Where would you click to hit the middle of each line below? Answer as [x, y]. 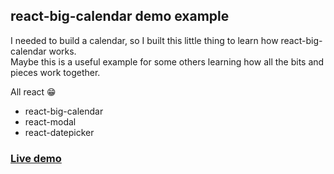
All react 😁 [33, 91]
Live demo [36, 158]
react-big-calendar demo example [120, 16]
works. [62, 51]
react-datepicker [59, 132]
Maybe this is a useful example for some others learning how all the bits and [167, 61]
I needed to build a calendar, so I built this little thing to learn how [144, 40]
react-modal [50, 121]
